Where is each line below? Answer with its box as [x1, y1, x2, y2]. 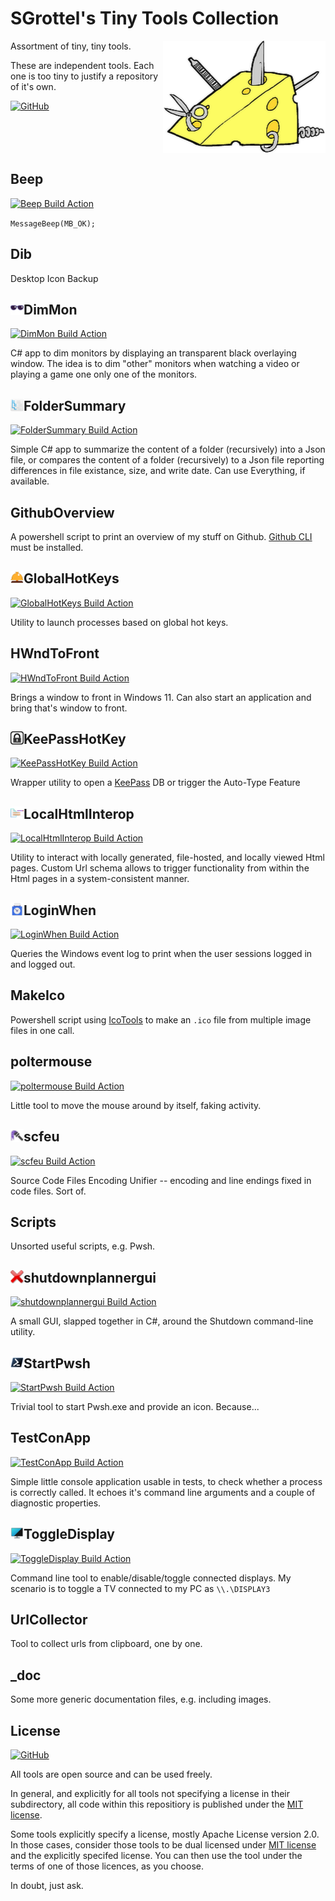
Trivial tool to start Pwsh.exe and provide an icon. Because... [10, 1400, 260, 1412]
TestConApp [10, 1430, 91, 1447]
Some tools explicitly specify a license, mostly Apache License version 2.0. [10, 1828, 320, 1840]
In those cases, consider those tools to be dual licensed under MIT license [10, 1839, 317, 1851]
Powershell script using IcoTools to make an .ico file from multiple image [10, 1013, 312, 1026]
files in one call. [10, 1024, 75, 1036]
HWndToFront [10, 645, 100, 662]
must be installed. [10, 542, 84, 553]
